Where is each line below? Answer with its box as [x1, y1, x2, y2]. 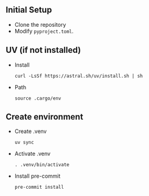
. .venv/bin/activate [14, 162, 69, 168]
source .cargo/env [14, 95, 61, 101]
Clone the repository [14, 21, 66, 28]
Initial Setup [5, 5, 52, 15]
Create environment [5, 112, 83, 122]
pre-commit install [14, 184, 64, 191]
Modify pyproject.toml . [14, 27, 74, 35]
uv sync [14, 140, 34, 146]
